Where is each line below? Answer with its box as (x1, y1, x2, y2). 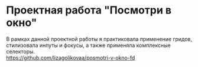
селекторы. (6, 48, 35, 55)
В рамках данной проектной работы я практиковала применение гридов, (6, 35, 193, 42)
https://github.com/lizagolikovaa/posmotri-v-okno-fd (6, 54, 135, 61)
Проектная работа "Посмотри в (6, 4, 172, 17)
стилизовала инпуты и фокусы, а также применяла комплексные (6, 42, 171, 49)
